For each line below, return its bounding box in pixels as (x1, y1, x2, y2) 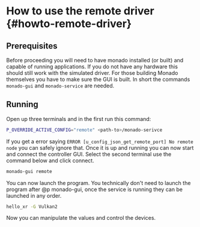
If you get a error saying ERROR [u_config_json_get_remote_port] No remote (6, 138, 194, 145)
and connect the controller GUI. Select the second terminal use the (6, 150, 172, 158)
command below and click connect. (6, 157, 94, 164)
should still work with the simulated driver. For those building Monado (6, 69, 178, 76)
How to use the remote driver (6, 4, 154, 18)
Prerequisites (6, 41, 58, 51)
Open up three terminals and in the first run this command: (6, 115, 151, 122)
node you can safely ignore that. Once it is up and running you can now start (6, 144, 194, 151)
